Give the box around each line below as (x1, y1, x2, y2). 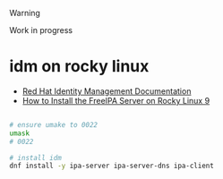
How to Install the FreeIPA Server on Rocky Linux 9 (21, 95, 210, 106)
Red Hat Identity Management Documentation (21, 85, 192, 97)
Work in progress (9, 25, 73, 35)
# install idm (9, 153, 63, 162)
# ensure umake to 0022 (9, 120, 99, 129)
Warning (9, 8, 40, 18)
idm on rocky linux (9, 56, 150, 77)
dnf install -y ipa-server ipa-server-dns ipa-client (9, 161, 215, 171)
